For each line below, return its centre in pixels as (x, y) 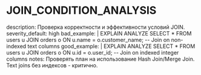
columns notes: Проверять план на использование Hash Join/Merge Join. (100, 59)
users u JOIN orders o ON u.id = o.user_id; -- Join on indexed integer (93, 52)
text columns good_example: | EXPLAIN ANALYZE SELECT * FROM (111, 46)
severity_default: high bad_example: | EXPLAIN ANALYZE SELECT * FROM (99, 33)
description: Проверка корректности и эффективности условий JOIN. (96, 27)
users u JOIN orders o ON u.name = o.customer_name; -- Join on (88, 40)
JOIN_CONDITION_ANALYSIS (81, 10)
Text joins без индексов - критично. (52, 65)
